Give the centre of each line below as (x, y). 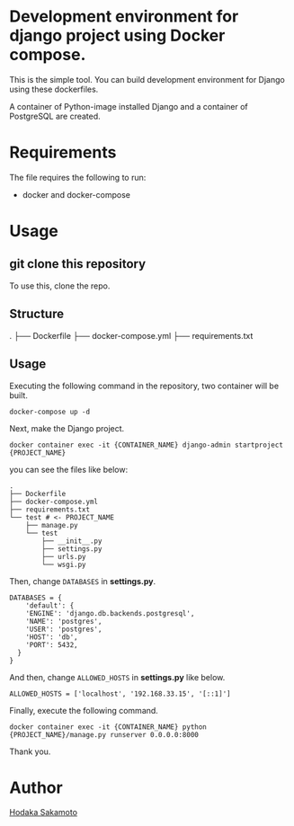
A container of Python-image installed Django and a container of (129, 106)
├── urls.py (64, 556)
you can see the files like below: (69, 469)
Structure (37, 314)
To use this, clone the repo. (60, 286)
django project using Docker (117, 36)
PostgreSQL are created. (55, 116)
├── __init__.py (72, 541)
